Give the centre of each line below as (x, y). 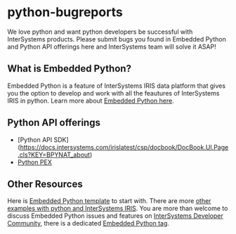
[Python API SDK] (43, 139)
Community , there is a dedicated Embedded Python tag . (88, 223)
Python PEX (35, 162)
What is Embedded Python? (70, 69)
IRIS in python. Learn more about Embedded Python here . (91, 100)
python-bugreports (65, 12)
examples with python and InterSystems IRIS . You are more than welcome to (118, 209)
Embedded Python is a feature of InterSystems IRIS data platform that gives (117, 86)
